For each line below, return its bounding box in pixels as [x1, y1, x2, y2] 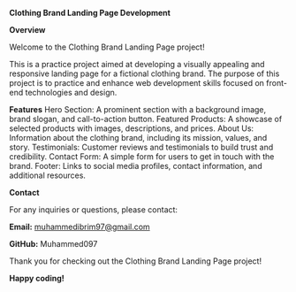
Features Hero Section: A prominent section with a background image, [9, 104, 267, 114]
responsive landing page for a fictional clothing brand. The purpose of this [9, 68, 280, 79]
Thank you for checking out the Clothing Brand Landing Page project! [9, 256, 262, 266]
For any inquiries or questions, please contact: [9, 204, 178, 215]
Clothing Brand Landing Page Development [9, 8, 171, 18]
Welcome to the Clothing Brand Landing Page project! [9, 42, 205, 52]
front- [266, 78, 287, 88]
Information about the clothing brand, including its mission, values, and [9, 133, 268, 142]
